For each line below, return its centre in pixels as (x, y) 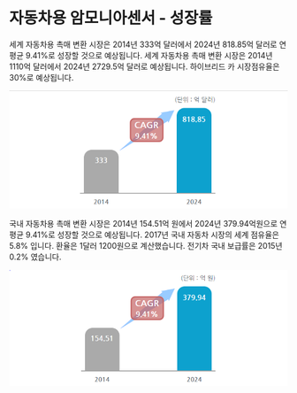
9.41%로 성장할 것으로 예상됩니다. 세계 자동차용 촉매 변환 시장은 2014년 (149, 55)
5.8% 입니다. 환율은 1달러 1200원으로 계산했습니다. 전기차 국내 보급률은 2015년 (146, 245)
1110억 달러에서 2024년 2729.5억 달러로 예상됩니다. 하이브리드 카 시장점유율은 (145, 66)
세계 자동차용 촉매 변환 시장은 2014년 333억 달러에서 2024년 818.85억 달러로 (143, 44)
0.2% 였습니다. (35, 257)
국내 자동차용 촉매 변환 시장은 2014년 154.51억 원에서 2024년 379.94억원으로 (144, 223)
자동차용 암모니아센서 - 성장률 (111, 18)
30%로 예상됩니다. (42, 77)
